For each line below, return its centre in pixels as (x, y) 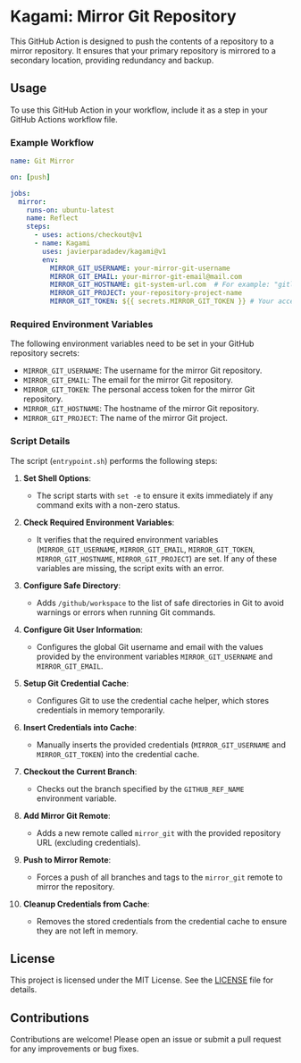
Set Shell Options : (57, 478)
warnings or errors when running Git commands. (126, 612)
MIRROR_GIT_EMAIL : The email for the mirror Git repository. (128, 380)
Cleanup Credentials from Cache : (86, 904)
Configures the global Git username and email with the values (150, 646)
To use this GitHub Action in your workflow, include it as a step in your (139, 110)
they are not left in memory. (87, 931)
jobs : (20, 193)
